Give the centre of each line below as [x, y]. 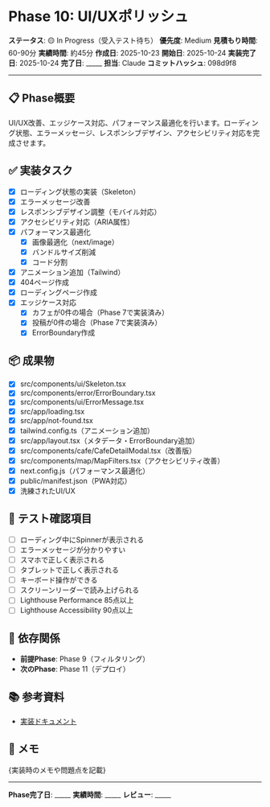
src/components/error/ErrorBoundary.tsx [88, 393]
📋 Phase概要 [42, 99]
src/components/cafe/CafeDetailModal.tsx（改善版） [108, 451]
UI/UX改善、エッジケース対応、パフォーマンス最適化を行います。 [116, 122]
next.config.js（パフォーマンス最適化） [85, 471]
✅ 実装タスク [41, 171]
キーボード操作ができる [59, 580]
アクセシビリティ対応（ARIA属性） [77, 221]
